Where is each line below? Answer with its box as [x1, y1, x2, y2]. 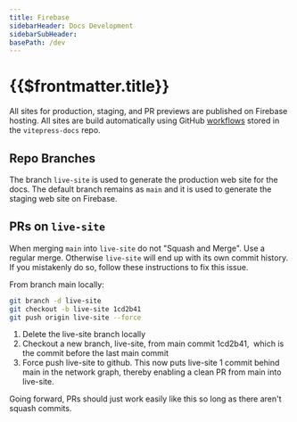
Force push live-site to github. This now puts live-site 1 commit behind [21, 358, 280, 368]
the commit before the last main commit [21, 348, 169, 359]
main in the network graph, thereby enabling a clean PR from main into [21, 367, 282, 377]
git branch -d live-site [9, 296, 102, 305]
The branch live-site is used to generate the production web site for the [9, 175, 278, 185]
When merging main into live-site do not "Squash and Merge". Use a [9, 243, 266, 253]
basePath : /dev [9, 37, 66, 47]
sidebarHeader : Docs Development [9, 21, 134, 30]
